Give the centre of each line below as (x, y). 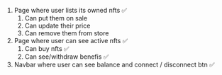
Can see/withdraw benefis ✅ (67, 57)
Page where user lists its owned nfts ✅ (71, 10)
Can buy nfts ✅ (47, 48)
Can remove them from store (67, 33)
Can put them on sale (56, 18)
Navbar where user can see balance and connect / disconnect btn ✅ (114, 64)
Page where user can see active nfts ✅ (71, 41)
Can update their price (57, 25)
